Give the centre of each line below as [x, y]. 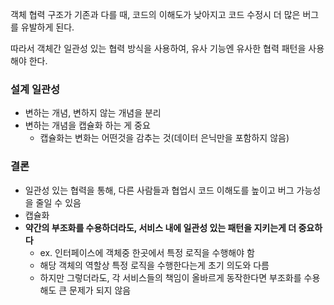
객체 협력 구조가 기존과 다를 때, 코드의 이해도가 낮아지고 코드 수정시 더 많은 [155, 14]
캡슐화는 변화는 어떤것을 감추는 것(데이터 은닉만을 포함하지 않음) [164, 138]
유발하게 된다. [47, 27]
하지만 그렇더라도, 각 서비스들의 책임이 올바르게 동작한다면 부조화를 [170, 277]
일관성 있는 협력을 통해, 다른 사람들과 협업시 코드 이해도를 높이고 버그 [159, 190]
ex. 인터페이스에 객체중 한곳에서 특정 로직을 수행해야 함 [147, 252]
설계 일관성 [35, 89]
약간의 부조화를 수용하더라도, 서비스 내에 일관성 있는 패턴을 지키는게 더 [160, 227]
